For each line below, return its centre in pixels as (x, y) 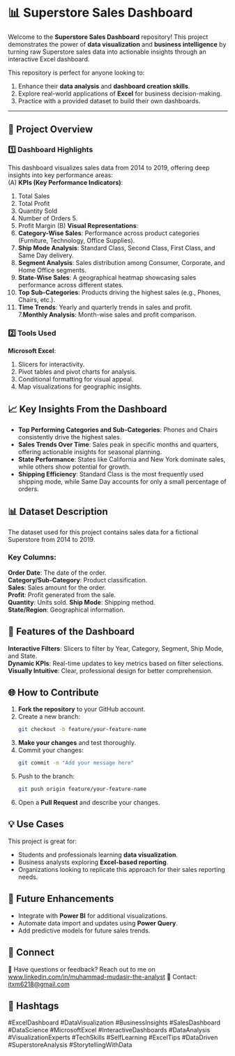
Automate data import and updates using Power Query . (98, 923)
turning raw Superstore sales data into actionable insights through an (107, 52)
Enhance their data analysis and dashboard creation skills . (104, 86)
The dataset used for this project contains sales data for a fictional (103, 532)
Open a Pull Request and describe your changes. (89, 803)
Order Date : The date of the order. (57, 573)
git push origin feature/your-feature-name (82, 789)
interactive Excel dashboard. (49, 59)
